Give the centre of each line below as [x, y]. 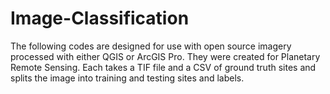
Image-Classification [100, 18]
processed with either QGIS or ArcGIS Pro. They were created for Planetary [165, 56]
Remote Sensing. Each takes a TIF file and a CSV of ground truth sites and [163, 67]
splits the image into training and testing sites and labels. [127, 78]
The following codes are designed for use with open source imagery [151, 46]
